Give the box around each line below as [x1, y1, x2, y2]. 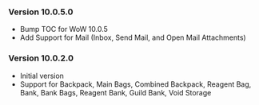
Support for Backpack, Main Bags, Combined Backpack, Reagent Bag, [19, 79, 252, 89]
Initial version [19, 71, 64, 80]
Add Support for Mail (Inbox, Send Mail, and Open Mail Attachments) [19, 33, 246, 42]
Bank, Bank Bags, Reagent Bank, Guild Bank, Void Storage [19, 87, 212, 97]
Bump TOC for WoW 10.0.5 [19, 25, 108, 34]
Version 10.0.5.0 [8, 6, 74, 17]
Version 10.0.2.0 [8, 52, 74, 64]
